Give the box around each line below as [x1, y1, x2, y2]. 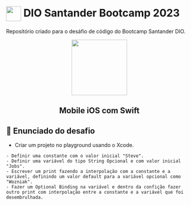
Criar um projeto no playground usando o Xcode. [14, 142, 134, 149]
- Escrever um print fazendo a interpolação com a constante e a [6, 169, 170, 175]
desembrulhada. [6, 194, 44, 201]
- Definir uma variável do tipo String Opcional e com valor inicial [6, 158, 182, 164]
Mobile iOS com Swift [59, 105, 140, 116]
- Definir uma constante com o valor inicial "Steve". [6, 153, 144, 159]
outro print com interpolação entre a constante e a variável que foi [6, 190, 184, 196]
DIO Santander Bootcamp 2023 [23, 6, 180, 20]
